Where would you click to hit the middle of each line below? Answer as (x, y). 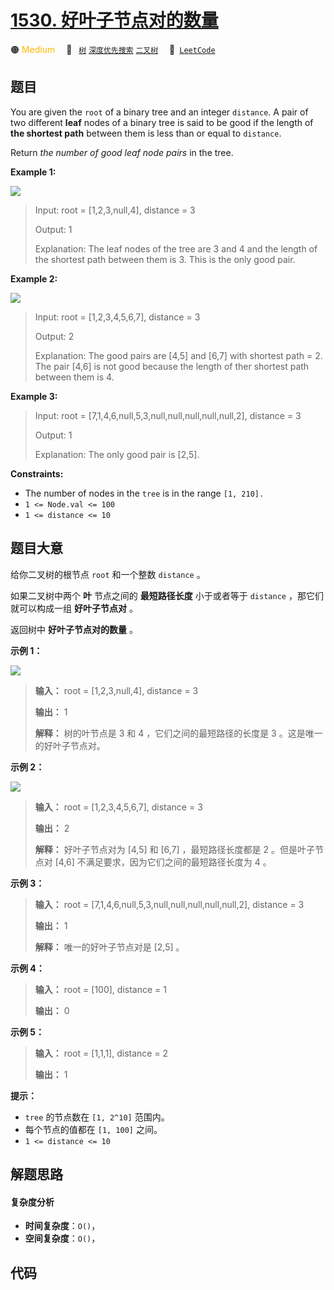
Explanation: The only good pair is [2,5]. (117, 454)
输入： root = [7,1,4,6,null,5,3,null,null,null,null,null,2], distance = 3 (169, 904)
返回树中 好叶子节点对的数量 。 (74, 629)
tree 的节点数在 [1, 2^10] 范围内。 (97, 1117)
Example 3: (34, 396)
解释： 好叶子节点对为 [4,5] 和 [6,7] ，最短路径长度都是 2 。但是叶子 (175, 849)
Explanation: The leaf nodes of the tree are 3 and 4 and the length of (176, 248)
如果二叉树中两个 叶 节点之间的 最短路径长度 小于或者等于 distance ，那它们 (167, 595)
